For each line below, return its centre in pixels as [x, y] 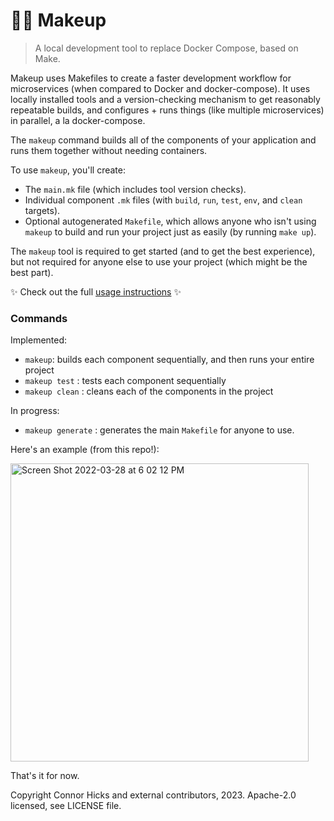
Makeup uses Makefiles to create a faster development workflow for [151, 78]
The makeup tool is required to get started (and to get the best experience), [163, 251]
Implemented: [39, 340]
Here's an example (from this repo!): [85, 450]
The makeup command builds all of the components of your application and [163, 140]
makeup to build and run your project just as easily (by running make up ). [170, 231]
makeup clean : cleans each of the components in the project [149, 391]
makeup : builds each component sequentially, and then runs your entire [169, 360]
